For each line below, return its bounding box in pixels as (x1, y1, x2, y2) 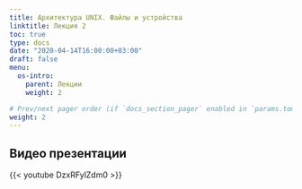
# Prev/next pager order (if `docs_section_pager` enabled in (9, 104, 247, 113)
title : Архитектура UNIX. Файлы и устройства (9, 13, 182, 22)
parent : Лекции (25, 80, 83, 89)
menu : (9, 64, 30, 73)
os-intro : (17, 72, 54, 81)
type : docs (9, 38, 50, 47)
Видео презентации (9, 145, 128, 161)
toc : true (9, 30, 47, 39)
